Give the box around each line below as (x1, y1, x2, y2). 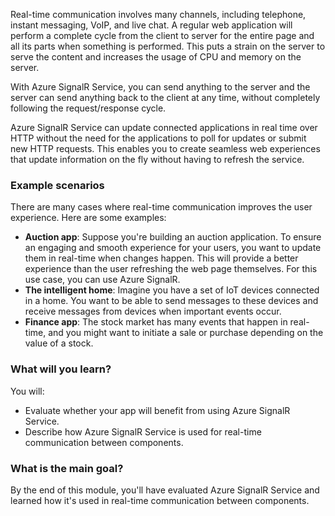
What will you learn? (10, 362, 112, 376)
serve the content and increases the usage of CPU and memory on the (10, 51, 302, 63)
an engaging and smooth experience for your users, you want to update (24, 242, 322, 254)
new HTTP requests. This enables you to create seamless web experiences (10, 143, 321, 154)
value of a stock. (24, 337, 94, 349)
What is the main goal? (10, 461, 124, 475)
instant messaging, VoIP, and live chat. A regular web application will (10, 19, 293, 31)
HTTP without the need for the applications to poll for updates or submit (10, 132, 307, 144)
